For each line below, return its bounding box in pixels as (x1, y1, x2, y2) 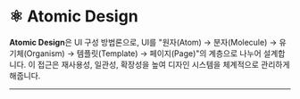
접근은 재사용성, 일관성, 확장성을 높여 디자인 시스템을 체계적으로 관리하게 (37, 59, 290, 70)
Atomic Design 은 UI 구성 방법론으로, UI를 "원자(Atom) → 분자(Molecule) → (9, 37, 278, 47)
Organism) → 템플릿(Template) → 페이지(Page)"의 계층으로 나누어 (26, 47, 262, 59)
